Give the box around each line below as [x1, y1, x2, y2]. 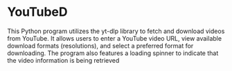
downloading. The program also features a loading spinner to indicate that [7, 49, 219, 57]
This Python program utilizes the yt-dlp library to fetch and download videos [7, 27, 225, 35]
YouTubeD [7, 4, 68, 20]
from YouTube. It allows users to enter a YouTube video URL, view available [7, 34, 222, 42]
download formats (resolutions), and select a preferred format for [7, 41, 194, 50]
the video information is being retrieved [7, 56, 120, 64]
